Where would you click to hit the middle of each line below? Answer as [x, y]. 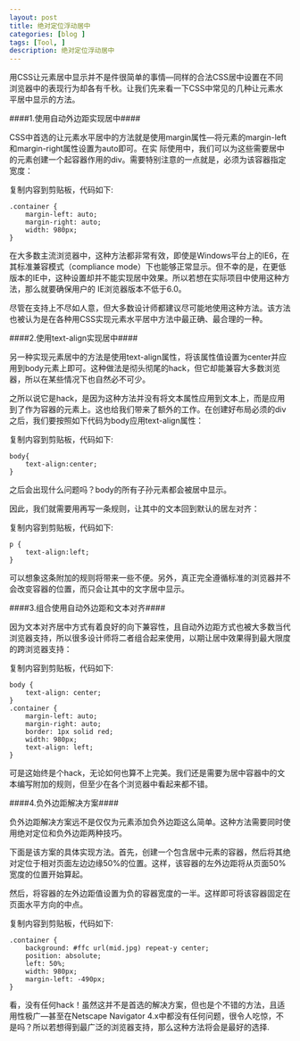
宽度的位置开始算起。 [48, 874]
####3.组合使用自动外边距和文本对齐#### [87, 608]
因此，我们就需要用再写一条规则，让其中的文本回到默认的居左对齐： [134, 508]
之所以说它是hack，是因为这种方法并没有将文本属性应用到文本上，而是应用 [147, 399]
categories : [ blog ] [48, 34]
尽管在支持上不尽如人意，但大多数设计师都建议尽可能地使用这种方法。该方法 [150, 308]
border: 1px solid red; [70, 732]
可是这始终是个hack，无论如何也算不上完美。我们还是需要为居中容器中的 [143, 773]
